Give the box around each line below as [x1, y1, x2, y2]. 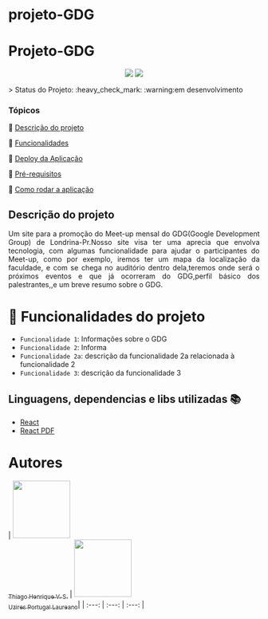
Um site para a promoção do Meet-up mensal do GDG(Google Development [8, 229, 260, 239]
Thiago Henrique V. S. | [8, 589, 73, 601]
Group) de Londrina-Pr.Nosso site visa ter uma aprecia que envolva [8, 238, 260, 247]
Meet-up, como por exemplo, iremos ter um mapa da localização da [8, 254, 260, 264]
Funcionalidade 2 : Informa [19, 343, 108, 353]
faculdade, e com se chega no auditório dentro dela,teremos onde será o [8, 263, 260, 273]
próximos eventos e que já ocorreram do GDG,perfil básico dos [8, 271, 260, 281]
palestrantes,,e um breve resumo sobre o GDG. [8, 280, 164, 290]
